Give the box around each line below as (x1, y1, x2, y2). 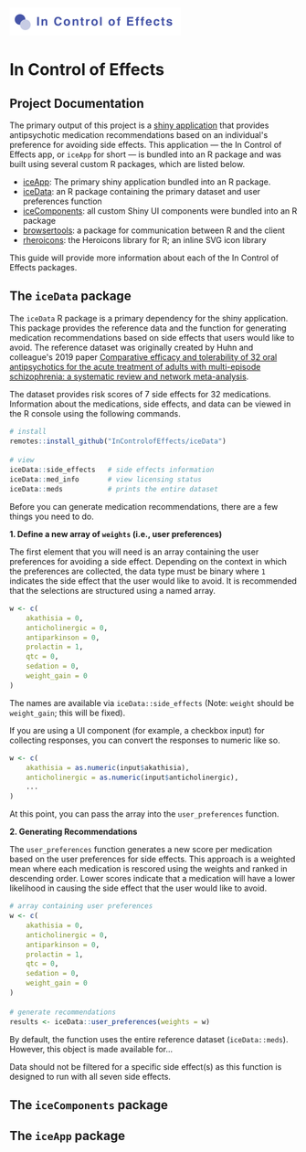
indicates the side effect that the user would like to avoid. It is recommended (9, 575, 297, 587)
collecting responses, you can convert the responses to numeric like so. (9, 735, 280, 745)
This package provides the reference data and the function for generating (9, 322, 287, 333)
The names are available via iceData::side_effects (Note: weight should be (9, 697, 295, 708)
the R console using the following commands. (9, 407, 181, 418)
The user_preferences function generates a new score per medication (9, 844, 272, 855)
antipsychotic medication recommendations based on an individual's (9, 130, 269, 140)
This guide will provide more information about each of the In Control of (9, 252, 280, 263)
